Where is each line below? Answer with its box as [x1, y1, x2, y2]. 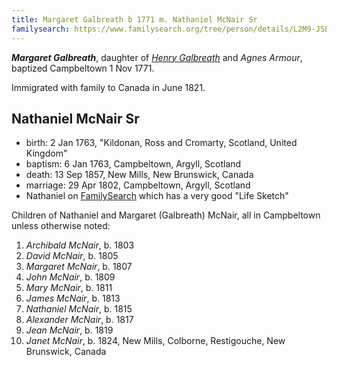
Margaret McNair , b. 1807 [25, 261, 133, 273]
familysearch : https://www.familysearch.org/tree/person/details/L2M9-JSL [11, 24, 330, 34]
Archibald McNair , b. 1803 [25, 239, 135, 251]
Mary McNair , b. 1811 [25, 282, 113, 294]
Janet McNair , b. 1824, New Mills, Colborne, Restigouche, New [25, 335, 286, 347]
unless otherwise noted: [11, 220, 111, 232]
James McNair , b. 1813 [25, 292, 121, 305]
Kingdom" [25, 147, 68, 160]
